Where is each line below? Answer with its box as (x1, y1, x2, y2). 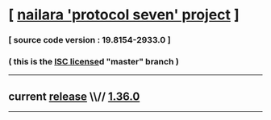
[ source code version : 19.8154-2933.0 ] (8, 35, 171, 46)
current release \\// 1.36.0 (8, 89, 140, 103)
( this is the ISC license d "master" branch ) (8, 56, 179, 68)
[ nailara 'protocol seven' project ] (8, 6, 240, 24)
